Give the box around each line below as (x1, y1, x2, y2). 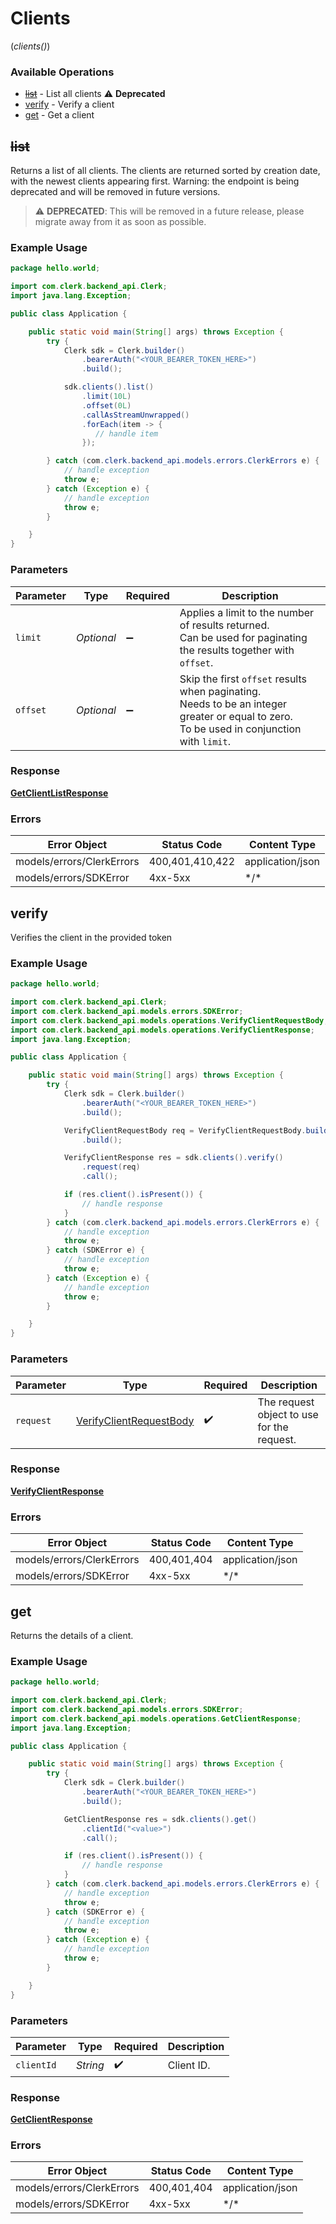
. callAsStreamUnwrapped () (81, 410, 190, 420)
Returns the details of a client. (10, 1629, 134, 1641)
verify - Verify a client (24, 98, 115, 111)
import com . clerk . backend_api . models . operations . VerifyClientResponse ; (10, 1025, 315, 1035)
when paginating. (179, 684, 262, 698)
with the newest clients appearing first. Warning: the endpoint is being (10, 175, 300, 187)
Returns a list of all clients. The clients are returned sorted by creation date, (10, 165, 321, 177)
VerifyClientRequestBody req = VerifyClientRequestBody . (63, 1125, 307, 1136)
